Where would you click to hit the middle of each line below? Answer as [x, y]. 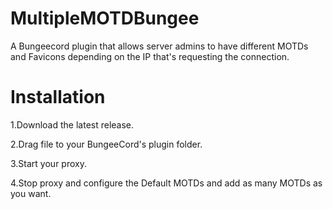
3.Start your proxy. [48, 163]
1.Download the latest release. [72, 124]
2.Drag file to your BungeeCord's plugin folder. [106, 144]
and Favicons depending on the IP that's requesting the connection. [150, 56]
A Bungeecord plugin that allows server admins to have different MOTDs [159, 46]
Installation [58, 97]
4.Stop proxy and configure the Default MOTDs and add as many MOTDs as [166, 183]
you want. [31, 193]
